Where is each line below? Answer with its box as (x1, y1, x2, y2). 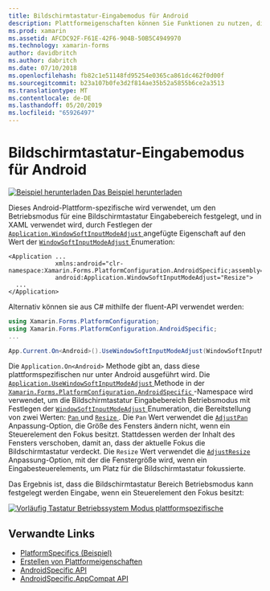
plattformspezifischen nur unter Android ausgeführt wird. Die (8, 370, 211, 380)
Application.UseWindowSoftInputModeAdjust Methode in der (8, 379, 205, 388)
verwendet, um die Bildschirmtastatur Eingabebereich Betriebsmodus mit (8, 396, 251, 405)
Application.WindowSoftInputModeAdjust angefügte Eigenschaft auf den (8, 228, 247, 238)
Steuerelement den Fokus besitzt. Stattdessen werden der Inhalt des (8, 429, 235, 439)
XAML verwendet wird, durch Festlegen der (8, 220, 153, 229)
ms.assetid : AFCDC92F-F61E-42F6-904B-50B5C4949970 (8, 34, 182, 43)
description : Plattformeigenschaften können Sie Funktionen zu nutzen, (8, 19, 253, 27)
